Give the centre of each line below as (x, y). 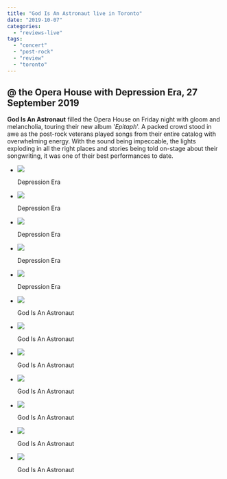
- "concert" (31, 45)
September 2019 (44, 103)
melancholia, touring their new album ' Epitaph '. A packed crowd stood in (109, 127)
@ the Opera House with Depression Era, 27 (102, 92)
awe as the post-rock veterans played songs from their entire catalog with (111, 134)
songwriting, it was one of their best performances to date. (90, 156)
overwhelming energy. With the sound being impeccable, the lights (102, 141)
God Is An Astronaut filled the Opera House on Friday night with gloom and (114, 119)
